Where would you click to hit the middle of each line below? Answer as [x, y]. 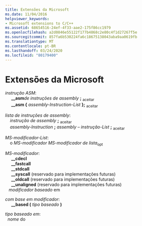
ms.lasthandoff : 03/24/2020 [34, 50]
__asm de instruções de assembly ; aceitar [53, 99]
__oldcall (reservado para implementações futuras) [63, 179]
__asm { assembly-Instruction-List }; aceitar [55, 105]
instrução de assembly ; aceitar [41, 121]
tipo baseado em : [23, 214]
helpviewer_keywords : [27, 19]
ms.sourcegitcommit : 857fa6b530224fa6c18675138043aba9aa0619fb [71, 37]
